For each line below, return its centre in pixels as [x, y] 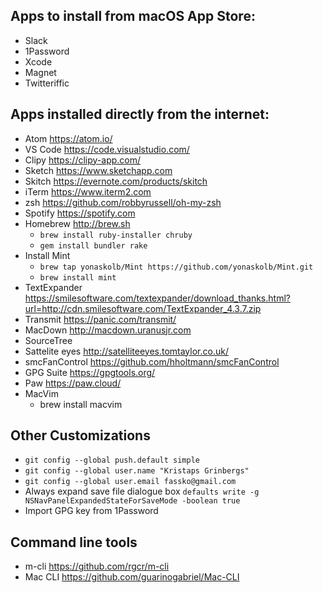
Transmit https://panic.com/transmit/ [100, 319]
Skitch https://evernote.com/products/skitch [116, 181]
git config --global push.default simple [112, 460]
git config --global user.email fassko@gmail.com [130, 482]
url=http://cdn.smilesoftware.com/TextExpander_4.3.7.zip [143, 308]
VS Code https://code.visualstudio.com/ [107, 149]
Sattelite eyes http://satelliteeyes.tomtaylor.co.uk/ [126, 351]
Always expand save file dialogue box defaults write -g [142, 491]
